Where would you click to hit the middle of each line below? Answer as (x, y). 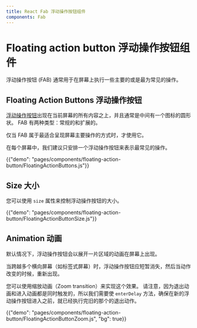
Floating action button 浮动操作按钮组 (98, 48)
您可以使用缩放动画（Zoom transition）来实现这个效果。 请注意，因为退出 (95, 286)
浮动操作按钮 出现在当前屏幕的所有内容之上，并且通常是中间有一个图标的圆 (96, 116)
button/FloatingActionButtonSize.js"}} (52, 219)
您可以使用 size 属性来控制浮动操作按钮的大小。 (64, 201)
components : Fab (26, 17)
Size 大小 (23, 185)
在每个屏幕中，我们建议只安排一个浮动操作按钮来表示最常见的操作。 (88, 148)
